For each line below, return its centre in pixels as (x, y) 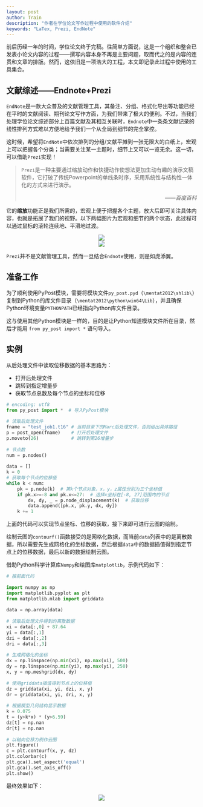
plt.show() (20, 773)
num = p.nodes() (27, 455)
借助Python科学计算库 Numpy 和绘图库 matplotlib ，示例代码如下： (85, 565)
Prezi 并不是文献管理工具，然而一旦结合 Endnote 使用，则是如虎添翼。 (91, 256)
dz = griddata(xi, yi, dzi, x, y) (50, 689)
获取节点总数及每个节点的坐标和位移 (60, 393)
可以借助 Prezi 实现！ (32, 157)
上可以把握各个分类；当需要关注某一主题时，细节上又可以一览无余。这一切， (101, 150)
